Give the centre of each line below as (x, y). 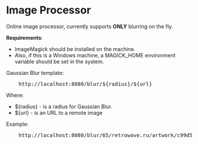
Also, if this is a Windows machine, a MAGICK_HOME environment (95, 55)
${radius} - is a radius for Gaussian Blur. (63, 107)
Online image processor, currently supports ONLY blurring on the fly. (90, 26)
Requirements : (24, 37)
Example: (17, 124)
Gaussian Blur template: (35, 73)
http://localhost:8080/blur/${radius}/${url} (85, 84)
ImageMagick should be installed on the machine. (75, 49)
